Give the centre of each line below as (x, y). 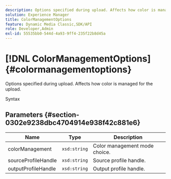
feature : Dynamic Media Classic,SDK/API (49, 24)
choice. (102, 152)
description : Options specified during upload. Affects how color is (81, 10)
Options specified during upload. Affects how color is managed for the (79, 83)
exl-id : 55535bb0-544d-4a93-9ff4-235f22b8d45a (55, 34)
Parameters (24, 115)
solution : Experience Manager (37, 15)
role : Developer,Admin (29, 29)
